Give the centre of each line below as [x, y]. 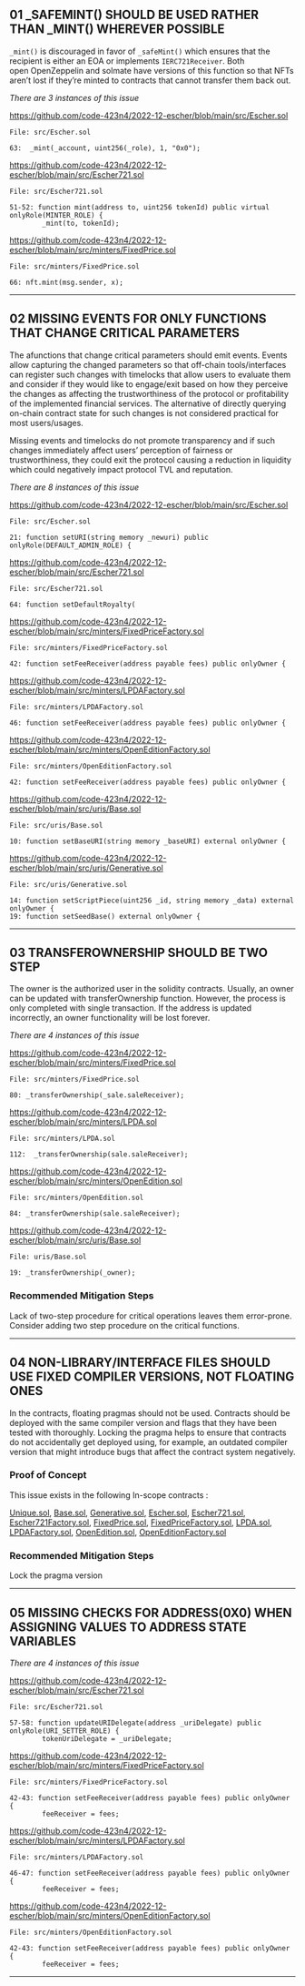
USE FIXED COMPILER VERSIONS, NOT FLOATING [152, 1377]
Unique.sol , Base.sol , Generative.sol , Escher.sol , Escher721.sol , [128, 1512]
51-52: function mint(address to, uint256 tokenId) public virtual [140, 207]
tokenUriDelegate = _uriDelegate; [107, 1738]
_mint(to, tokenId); [81, 223]
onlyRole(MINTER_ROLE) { [56, 215]
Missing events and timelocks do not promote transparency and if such [142, 440]
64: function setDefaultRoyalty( [73, 605]
